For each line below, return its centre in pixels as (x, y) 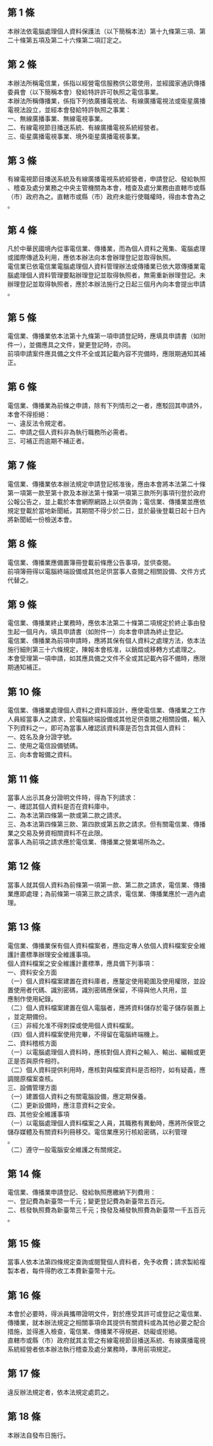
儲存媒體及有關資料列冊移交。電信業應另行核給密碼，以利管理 (97, 1132)
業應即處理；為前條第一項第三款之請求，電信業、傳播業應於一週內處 (106, 893)
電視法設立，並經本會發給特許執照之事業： (69, 109)
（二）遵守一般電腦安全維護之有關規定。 (66, 1149)
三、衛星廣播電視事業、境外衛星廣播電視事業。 (75, 136)
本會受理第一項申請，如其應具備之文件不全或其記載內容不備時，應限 (106, 658)
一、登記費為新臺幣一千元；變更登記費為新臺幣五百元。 (88, 1201)
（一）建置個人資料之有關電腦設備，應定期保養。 (79, 1096)
